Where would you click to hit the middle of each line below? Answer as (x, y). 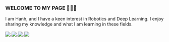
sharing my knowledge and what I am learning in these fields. (69, 24)
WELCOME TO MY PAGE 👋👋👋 (41, 8)
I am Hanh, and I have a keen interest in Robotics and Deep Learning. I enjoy (84, 19)
